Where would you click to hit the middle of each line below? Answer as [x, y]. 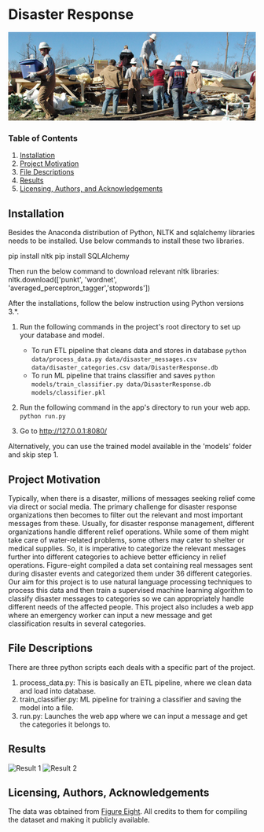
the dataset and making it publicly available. [79, 820]
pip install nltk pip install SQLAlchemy [69, 256]
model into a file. [46, 707]
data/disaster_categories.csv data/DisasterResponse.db [125, 368]
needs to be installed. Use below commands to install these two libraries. [126, 241]
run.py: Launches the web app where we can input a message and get [133, 716]
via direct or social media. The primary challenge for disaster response [123, 506]
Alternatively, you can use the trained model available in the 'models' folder [130, 447]
